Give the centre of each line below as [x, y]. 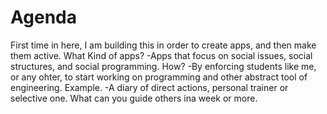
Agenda [43, 17]
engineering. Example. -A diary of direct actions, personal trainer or [149, 87]
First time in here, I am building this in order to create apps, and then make [163, 45]
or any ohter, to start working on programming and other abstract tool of [159, 77]
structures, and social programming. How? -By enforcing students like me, [163, 66]
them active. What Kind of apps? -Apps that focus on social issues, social [161, 55]
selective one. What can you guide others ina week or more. [134, 98]
